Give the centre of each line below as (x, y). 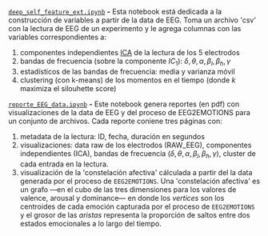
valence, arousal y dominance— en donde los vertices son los (122, 198)
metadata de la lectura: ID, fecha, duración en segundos (112, 136)
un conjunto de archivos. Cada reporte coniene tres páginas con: (115, 121)
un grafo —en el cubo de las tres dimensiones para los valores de (128, 189)
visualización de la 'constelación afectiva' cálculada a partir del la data (136, 172)
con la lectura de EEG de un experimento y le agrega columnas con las (125, 28)
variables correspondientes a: (57, 37)
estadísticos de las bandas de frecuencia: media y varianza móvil (127, 71)
